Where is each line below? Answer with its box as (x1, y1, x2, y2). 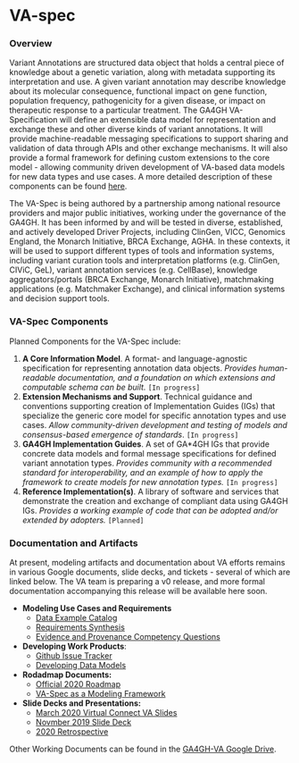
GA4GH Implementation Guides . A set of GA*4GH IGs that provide (21, 439, 270, 449)
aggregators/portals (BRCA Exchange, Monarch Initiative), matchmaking (9, 274, 274, 285)
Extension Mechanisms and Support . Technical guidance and (21, 390, 253, 402)
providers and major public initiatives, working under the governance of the (9, 207, 287, 219)
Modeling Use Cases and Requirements (21, 603, 172, 614)
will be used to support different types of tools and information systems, (9, 246, 275, 256)
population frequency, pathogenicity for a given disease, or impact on (9, 96, 266, 106)
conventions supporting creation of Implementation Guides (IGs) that (21, 400, 276, 411)
